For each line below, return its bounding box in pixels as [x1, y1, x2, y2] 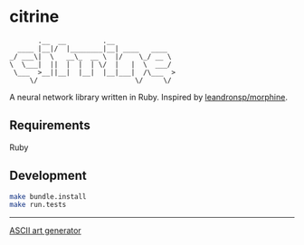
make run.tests [9, 201, 67, 210]
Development [9, 168, 88, 184]
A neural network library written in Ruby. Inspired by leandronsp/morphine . [9, 91, 288, 102]
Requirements [9, 118, 90, 133]
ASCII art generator [9, 225, 81, 236]
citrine [9, 6, 60, 27]
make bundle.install [9, 192, 88, 201]
